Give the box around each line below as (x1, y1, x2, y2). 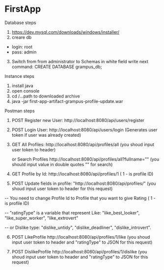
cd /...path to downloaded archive (11, 93, 80, 99)
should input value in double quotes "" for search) (11, 161, 113, 167)
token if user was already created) (11, 132, 82, 138)
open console (11, 88, 40, 94)
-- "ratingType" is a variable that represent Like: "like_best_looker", (4, 210, 140, 216)
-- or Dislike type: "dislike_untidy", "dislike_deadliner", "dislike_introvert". (4, 224, 151, 230)
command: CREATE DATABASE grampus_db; (11, 64, 102, 70)
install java (11, 82, 33, 89)
